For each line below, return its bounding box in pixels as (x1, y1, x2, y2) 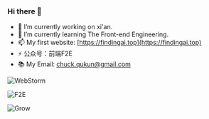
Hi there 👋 (7, 6, 43, 16)
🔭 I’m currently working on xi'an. (17, 23, 113, 31)
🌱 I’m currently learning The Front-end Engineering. (17, 30, 169, 38)
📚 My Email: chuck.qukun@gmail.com (17, 60, 132, 68)
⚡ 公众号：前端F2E (17, 49, 73, 58)
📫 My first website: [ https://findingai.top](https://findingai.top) (17, 38, 202, 47)
